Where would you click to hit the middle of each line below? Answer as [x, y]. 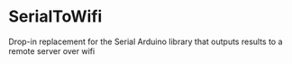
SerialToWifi [55, 17]
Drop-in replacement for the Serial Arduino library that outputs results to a [146, 41]
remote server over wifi [52, 50]
